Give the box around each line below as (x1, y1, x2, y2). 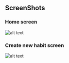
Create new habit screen (5, 42, 64, 48)
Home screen (5, 19, 37, 25)
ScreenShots (5, 4, 45, 12)
